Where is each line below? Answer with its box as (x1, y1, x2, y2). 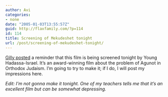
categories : (5, 12, 31, 17)
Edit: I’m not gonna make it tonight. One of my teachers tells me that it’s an (5, 80, 163, 86)
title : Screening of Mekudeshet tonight (5, 36, 93, 41)
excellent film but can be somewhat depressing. (5, 86, 106, 92)
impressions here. (5, 71, 43, 77)
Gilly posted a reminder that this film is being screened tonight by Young (5, 54, 157, 60)
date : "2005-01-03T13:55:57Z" (5, 21, 70, 27)
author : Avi (5, 7, 31, 13)
